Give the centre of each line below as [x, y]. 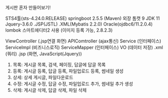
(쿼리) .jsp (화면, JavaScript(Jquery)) [44, 54]
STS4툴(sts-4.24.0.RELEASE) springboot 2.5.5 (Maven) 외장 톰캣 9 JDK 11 [83, 18]
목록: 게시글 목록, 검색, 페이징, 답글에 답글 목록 [59, 65]
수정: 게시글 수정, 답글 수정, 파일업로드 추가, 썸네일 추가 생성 [73, 84]
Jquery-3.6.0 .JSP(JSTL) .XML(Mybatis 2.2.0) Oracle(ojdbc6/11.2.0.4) [79, 24]
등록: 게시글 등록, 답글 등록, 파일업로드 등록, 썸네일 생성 [68, 71]
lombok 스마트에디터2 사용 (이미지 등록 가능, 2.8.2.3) [59, 30]
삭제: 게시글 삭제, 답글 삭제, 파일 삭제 [50, 90]
